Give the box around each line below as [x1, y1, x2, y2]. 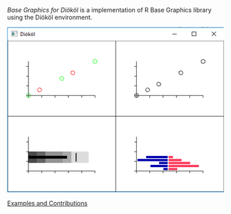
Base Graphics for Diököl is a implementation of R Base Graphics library [7, 6, 212, 14]
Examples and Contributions [7, 200, 88, 207]
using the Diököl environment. [7, 13, 93, 21]
